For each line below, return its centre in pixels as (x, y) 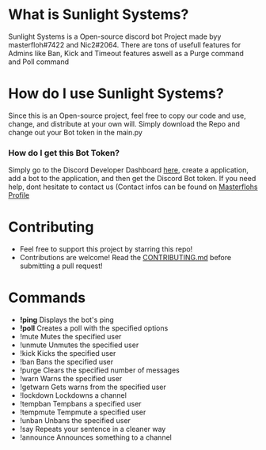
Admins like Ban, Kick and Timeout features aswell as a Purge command (126, 53)
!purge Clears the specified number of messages (99, 370)
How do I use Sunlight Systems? (116, 94)
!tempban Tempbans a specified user (80, 404)
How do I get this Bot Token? (64, 153)
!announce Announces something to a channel (95, 437)
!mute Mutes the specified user (70, 337)
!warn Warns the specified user (71, 379)
